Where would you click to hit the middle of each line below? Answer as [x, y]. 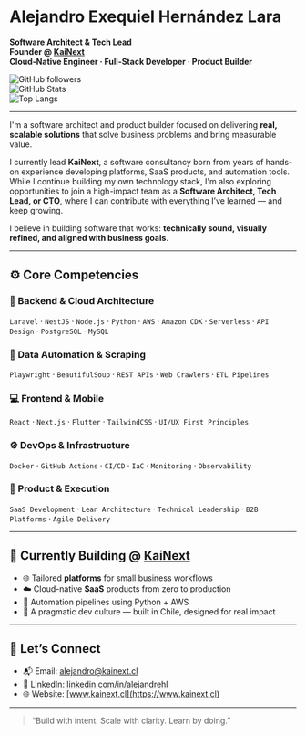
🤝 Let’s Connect [55, 649]
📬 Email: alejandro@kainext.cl [80, 671]
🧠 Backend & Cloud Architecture [82, 301]
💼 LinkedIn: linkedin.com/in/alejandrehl [95, 684]
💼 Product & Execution [60, 488]
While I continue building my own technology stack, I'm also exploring [140, 181]
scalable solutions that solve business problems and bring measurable [143, 134]
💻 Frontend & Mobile [57, 398]
